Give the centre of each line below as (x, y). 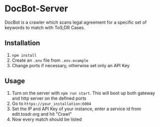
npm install (24, 55)
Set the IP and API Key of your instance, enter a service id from (76, 109)
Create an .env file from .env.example (50, 60)
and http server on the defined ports (49, 98)
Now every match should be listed (47, 119)
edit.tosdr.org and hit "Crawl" (42, 114)
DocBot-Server (36, 9)
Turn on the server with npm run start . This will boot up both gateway (83, 93)
